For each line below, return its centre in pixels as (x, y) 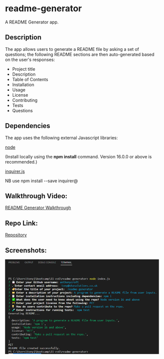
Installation (23, 84)
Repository (16, 235)
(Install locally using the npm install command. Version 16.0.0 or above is (79, 156)
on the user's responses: (30, 60)
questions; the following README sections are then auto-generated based (80, 54)
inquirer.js (15, 171)
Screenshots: (26, 250)
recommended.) (21, 162)
